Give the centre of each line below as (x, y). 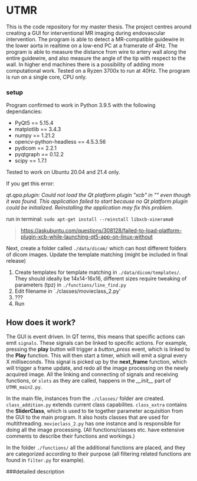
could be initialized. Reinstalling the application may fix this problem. (90, 208)
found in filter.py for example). (46, 460)
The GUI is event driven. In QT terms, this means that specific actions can (96, 337)
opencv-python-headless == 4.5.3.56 (60, 142)
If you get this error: (30, 183)
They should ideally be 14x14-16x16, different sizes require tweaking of (101, 279)
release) (16, 261)
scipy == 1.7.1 (31, 161)
